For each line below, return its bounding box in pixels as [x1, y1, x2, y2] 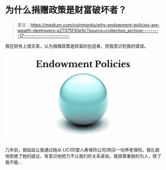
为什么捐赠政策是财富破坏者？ [5, 4, 127, 16]
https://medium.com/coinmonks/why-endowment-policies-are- [30, 22, 160, 28]
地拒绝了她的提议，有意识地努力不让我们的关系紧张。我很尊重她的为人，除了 [5, 153, 162, 159]
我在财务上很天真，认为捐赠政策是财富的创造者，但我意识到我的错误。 [5, 43, 149, 49]
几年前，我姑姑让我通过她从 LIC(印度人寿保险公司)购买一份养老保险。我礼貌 [5, 147, 160, 153]
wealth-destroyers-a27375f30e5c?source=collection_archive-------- [17, 27, 159, 33]
